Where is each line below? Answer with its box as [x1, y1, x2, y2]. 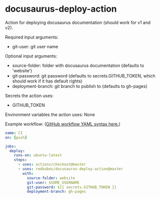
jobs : [5, 144, 16, 149]
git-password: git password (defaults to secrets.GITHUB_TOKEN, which [12, 73, 156, 79]
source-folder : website [26, 176, 76, 180]
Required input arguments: [5, 34, 59, 40]
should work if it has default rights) [12, 78, 83, 84]
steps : [14, 158, 27, 162]
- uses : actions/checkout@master [18, 162, 86, 167]
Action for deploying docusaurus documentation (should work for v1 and [5, 20, 151, 25]
